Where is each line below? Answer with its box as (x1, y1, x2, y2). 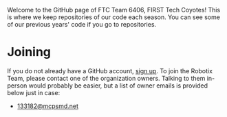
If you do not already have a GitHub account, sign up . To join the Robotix (7, 66, 213, 75)
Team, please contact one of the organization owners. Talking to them (7, 74, 206, 82)
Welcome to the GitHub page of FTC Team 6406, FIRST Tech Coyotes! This (7, 6, 221, 14)
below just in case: (7, 88, 61, 96)
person (7, 81, 28, 90)
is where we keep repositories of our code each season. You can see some (7, 13, 220, 21)
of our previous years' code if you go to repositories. (7, 21, 157, 28)
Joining (7, 44, 52, 60)
